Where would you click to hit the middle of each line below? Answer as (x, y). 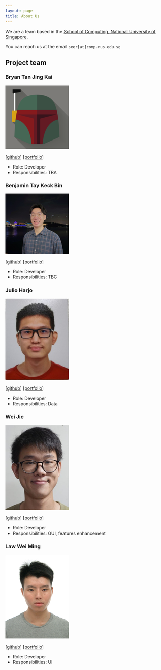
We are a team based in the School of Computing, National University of (80, 31)
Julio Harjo (19, 290)
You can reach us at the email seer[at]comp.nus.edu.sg (63, 46)
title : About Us (22, 16)
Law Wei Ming (23, 546)
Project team (26, 62)
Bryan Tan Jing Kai (29, 77)
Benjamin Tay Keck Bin (34, 186)
